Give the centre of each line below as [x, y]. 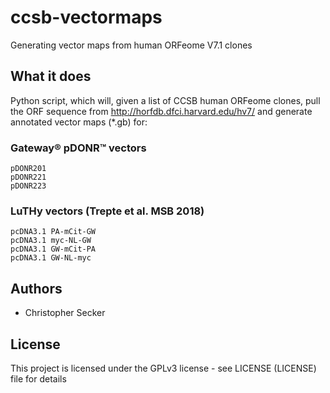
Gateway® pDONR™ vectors [78, 148]
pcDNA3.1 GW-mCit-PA [53, 249]
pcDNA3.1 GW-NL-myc [51, 258]
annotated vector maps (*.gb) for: [79, 122]
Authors [36, 288]
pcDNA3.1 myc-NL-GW [51, 241]
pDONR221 [28, 177]
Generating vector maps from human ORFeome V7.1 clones [131, 45]
